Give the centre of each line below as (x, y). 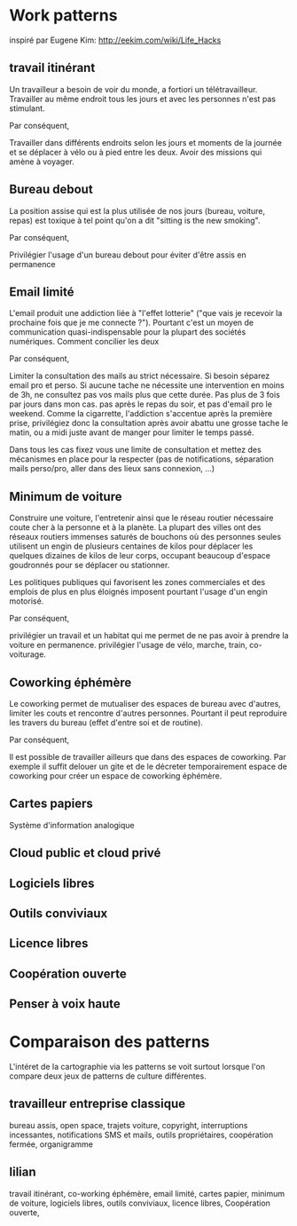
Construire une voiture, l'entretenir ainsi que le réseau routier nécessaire (141, 518)
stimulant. (27, 108)
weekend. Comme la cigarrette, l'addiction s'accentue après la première (141, 414)
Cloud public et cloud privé (85, 853)
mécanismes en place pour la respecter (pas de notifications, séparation (142, 459)
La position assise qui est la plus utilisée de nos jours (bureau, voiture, (137, 210)
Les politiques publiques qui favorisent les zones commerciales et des (137, 582)
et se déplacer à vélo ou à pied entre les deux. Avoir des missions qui (136, 152)
